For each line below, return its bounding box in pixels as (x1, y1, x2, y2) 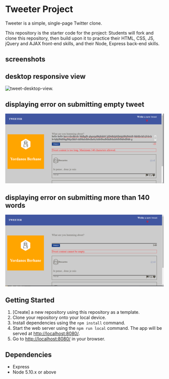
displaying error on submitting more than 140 (5, 193, 150, 202)
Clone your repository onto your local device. (12, 315, 107, 321)
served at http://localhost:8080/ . (12, 330, 80, 337)
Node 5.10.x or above (12, 369, 56, 375)
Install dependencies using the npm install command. (12, 320, 126, 326)
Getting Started (5, 296, 55, 305)
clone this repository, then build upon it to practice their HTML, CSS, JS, (5, 35, 155, 41)
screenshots (5, 55, 46, 64)
